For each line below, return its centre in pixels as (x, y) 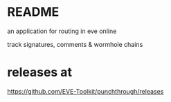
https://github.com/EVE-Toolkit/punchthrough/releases (85, 91)
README (33, 12)
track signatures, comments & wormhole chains (75, 44)
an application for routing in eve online (62, 31)
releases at (40, 72)
